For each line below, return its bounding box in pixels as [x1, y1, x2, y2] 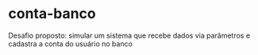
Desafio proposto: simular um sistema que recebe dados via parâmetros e [8, 31, 251, 40]
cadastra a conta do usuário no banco [8, 38, 133, 48]
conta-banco [8, 5, 97, 23]
